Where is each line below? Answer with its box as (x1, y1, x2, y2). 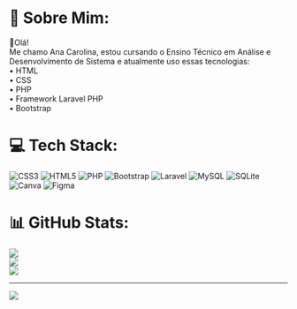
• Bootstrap (9, 102, 51, 113)
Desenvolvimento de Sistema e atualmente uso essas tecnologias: (9, 56, 250, 66)
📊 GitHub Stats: (9, 213, 130, 233)
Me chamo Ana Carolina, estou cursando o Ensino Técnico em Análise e (9, 46, 271, 57)
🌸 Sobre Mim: (9, 8, 110, 28)
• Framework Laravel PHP (9, 93, 103, 104)
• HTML (9, 65, 38, 76)
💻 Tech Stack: (9, 136, 118, 155)
